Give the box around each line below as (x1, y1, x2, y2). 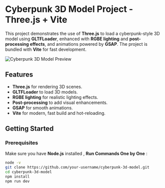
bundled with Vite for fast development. (5, 46, 87, 52)
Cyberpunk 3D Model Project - (5, 3, 133, 15)
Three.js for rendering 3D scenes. (12, 84, 83, 90)
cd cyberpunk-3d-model (5, 170, 52, 175)
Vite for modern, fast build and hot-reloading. (12, 110, 106, 116)
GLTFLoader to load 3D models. (12, 89, 78, 95)
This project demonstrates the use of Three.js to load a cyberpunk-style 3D (5, 30, 160, 36)
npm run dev (5, 179, 30, 184)
